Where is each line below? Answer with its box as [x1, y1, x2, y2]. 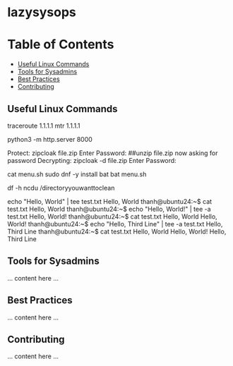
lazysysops [7, 4, 76, 20]
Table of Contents [7, 37, 114, 53]
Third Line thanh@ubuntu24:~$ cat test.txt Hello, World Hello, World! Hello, [7, 227, 227, 236]
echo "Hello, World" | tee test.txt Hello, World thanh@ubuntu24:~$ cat [7, 197, 213, 205]
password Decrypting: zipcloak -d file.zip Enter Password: [7, 156, 177, 164]
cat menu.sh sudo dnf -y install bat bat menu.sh [7, 170, 147, 178]
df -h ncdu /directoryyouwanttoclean [7, 183, 115, 192]
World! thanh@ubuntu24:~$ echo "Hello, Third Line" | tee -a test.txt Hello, [7, 219, 223, 228]
